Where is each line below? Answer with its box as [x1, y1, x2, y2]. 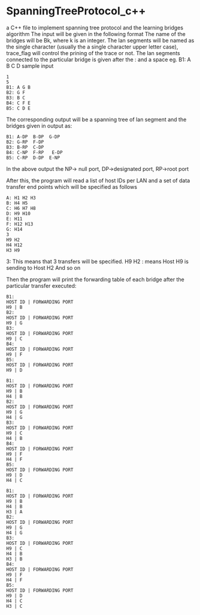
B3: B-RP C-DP [6, 144, 44, 150]
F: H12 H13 [6, 221, 34, 227]
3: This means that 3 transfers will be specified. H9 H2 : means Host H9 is [6, 258, 189, 265]
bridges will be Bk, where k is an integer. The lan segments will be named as [6, 37, 195, 44]
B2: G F [6, 89, 26, 95]
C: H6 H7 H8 [6, 205, 36, 211]
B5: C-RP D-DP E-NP [6, 155, 60, 161]
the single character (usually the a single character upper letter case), [6, 43, 178, 50]
